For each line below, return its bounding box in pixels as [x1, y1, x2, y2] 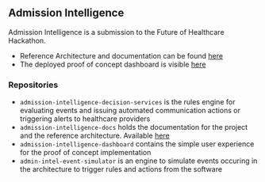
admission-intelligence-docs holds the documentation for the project [19, 123, 248, 132]
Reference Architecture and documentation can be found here [19, 51, 224, 60]
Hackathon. [8, 36, 46, 45]
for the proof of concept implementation [19, 148, 152, 157]
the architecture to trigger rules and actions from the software [19, 165, 223, 174]
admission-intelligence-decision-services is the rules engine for [19, 97, 236, 107]
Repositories [8, 79, 59, 90]
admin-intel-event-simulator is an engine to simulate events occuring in [19, 156, 258, 165]
